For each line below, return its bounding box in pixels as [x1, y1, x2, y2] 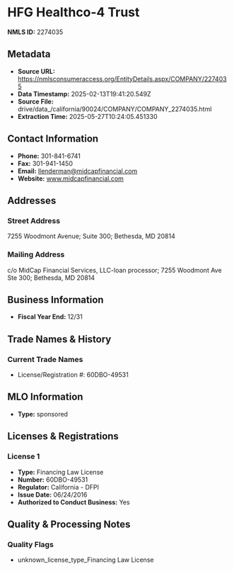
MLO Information [7, 391, 83, 403]
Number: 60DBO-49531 [17, 475, 88, 484]
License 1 [7, 451, 40, 461]
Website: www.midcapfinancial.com [17, 174, 124, 183]
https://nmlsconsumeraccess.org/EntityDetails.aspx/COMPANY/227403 [17, 74, 228, 83]
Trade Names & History [7, 333, 112, 345]
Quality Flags [7, 539, 54, 549]
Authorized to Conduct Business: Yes [17, 497, 130, 507]
